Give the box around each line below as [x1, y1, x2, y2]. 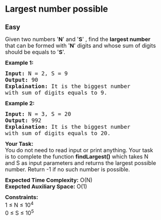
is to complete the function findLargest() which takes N [5, 153, 149, 160]
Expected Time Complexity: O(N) [5, 177, 93, 183]
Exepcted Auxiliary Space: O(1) [5, 183, 88, 190]
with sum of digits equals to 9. [5, 89, 107, 96]
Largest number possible [5, 3, 108, 15]
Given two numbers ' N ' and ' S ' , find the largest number [5, 36, 151, 42]
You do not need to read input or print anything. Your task [5, 147, 153, 154]
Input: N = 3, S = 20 [5, 111, 72, 118]
